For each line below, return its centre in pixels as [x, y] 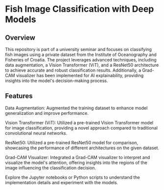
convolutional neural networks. [36, 133]
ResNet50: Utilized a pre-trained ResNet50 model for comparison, [72, 142]
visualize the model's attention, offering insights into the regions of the [76, 163]
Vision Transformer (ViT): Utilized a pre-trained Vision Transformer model [79, 122]
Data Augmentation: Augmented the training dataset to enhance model [76, 108]
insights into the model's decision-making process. [57, 81]
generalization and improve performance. [47, 113]
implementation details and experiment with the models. [62, 182]
